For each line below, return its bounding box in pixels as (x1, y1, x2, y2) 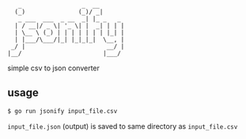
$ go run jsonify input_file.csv (7, 107, 118, 115)
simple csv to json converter (7, 63, 100, 73)
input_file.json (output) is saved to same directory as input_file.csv (7, 121, 238, 131)
